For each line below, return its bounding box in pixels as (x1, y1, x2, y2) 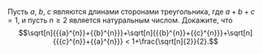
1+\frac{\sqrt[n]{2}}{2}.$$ (131, 36, 218, 46)
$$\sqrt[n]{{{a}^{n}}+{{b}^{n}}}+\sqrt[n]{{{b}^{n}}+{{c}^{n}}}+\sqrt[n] (18, 28, 253, 37)
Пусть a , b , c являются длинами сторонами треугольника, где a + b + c (7, 7, 255, 16)
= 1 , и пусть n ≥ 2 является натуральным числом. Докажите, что (7, 15, 233, 25)
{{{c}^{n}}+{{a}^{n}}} (53, 36, 123, 46)
